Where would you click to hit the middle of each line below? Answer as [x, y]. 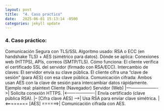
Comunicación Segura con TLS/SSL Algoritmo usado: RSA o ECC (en [75, 51]
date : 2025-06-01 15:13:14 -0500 [41, 19]
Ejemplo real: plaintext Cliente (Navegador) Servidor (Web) [65, 88]
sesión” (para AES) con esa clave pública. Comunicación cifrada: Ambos [79, 77]
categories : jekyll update [33, 23]
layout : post [18, 10]
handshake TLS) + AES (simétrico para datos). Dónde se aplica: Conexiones [82, 56]
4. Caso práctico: [26, 41]
